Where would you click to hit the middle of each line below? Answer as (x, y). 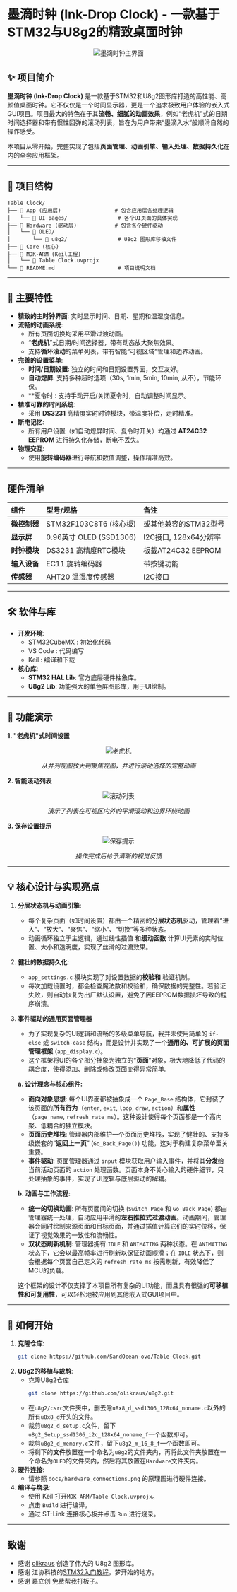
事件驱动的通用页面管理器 (55, 1018)
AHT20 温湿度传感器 (80, 577)
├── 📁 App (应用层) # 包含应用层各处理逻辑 (91, 210)
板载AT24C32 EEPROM (182, 551)
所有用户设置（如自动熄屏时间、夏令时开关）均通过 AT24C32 (117, 431)
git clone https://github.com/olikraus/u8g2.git (101, 1393)
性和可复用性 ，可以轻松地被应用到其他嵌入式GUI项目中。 (100, 1294)
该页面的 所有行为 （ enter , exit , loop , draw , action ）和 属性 (112, 1108)
